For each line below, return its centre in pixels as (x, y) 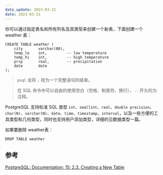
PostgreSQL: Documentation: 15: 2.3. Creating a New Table (65, 167)
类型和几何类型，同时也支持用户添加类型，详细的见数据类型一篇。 (76, 119)
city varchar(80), (39, 49)
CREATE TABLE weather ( (30, 44)
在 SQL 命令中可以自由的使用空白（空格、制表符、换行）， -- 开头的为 (87, 90)
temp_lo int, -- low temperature (60, 53)
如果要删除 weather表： (29, 130)
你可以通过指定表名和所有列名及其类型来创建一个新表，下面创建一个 (74, 29)
